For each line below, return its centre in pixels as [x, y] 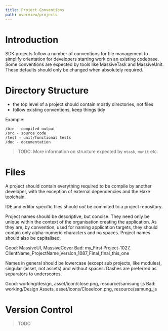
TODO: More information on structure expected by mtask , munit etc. [88, 152]
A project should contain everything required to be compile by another [78, 186]
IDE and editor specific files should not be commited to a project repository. [84, 207]
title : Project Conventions [35, 10]
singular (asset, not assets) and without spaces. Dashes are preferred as [81, 269]
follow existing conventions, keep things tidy [59, 110]
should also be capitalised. [33, 238]
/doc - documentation [28, 142]
